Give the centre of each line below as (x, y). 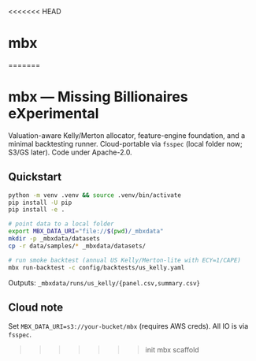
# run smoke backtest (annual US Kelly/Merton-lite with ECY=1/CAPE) (125, 260)
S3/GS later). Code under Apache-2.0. (70, 152)
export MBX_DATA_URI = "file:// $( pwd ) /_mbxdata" (86, 232)
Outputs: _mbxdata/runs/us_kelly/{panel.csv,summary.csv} (104, 282)
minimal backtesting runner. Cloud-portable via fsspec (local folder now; (125, 143)
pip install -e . (37, 210)
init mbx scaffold (172, 350)
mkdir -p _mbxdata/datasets (54, 239)
